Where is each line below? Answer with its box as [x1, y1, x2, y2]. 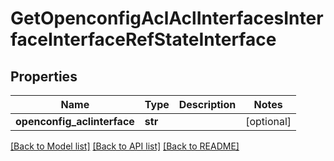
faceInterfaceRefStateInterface [10, 28, 277, 51]
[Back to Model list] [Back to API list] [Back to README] [10, 140, 240, 152]
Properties [10, 68, 78, 85]
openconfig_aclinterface [15, 115, 135, 128]
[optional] [245, 115, 292, 128]
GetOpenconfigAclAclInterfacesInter [10, 7, 324, 30]
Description [178, 98, 237, 111]
